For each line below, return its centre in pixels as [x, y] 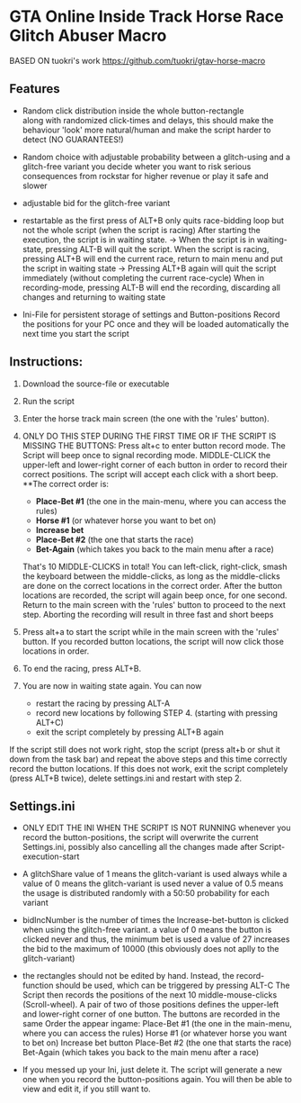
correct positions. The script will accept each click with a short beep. [150, 474]
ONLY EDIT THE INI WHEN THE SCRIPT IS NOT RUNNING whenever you [156, 828]
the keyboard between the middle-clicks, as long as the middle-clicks [151, 576]
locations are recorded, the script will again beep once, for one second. [155, 595]
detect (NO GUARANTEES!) [73, 139]
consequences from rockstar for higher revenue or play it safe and [146, 176]
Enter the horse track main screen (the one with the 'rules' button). [146, 418]
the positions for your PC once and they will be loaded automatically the [155, 324]
